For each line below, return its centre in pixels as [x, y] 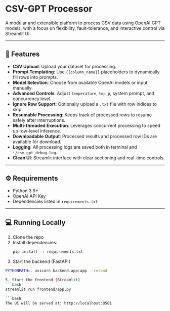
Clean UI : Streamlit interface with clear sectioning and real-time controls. [89, 158]
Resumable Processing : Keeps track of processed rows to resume [82, 115]
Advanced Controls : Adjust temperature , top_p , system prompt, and [83, 93]
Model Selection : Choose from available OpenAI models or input [80, 82]
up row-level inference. [37, 131]
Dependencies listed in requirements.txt [55, 201]
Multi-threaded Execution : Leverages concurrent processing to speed [86, 125]
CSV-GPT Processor [49, 9]
